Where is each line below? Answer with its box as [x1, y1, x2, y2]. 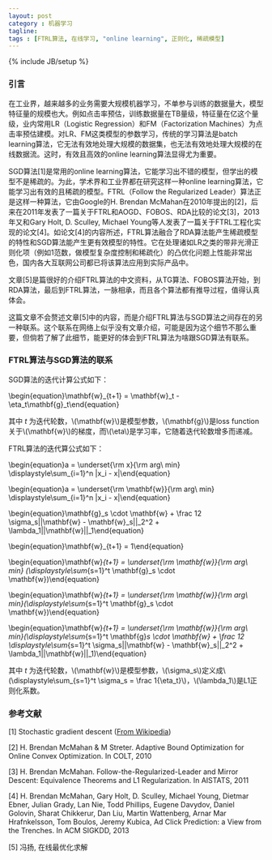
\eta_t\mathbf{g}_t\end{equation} [8, 399, 120, 409]
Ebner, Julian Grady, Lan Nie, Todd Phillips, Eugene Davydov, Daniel [8, 800, 235, 810]
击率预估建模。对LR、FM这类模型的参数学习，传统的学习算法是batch [8, 129, 239, 139]
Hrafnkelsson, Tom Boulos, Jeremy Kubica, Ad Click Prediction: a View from [8, 817, 261, 827]
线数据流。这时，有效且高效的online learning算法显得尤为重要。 [8, 149, 221, 159]
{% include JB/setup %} [8, 57, 89, 66]
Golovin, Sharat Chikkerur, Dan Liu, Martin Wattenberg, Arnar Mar [8, 808, 227, 819]
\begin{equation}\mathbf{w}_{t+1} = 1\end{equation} [8, 541, 185, 551]
